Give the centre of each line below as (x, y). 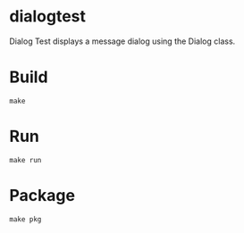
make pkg (25, 219)
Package (42, 196)
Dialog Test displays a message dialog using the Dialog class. (122, 41)
